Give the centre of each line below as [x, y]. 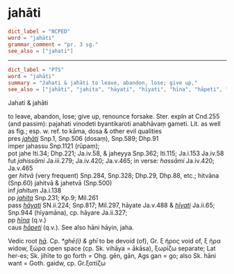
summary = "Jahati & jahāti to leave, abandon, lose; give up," [103, 83]
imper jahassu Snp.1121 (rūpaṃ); [54, 146]
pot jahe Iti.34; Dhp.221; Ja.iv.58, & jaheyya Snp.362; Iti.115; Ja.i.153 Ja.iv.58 [116, 153]
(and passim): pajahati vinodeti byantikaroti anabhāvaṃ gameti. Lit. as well [114, 123]
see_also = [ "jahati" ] [41, 51]
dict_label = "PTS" [36, 70]
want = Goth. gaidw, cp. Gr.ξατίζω [57, 263]
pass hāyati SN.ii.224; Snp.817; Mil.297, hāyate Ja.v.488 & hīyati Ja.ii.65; [111, 205]
